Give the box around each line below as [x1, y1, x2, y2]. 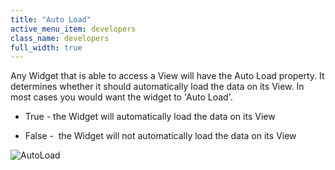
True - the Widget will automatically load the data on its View [24, 111, 276, 123]
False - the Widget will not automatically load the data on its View [24, 130, 297, 142]
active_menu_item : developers [10, 24, 137, 34]
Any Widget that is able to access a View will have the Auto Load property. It [10, 70, 325, 82]
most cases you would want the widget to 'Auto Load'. [10, 91, 233, 103]
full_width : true [10, 42, 83, 53]
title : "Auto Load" [10, 14, 92, 25]
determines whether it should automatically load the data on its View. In [10, 81, 305, 93]
